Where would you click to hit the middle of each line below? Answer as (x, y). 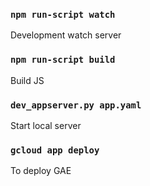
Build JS (27, 80)
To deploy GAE (41, 171)
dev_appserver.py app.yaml (76, 105)
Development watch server (66, 35)
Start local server (46, 125)
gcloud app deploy (55, 150)
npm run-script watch (63, 14)
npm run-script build (63, 60)
